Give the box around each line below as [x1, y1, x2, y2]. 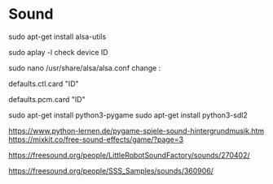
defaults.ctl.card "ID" [8, 79, 79, 88]
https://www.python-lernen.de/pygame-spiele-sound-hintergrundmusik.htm [8, 126, 265, 135]
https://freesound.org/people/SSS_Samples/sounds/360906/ [8, 165, 214, 175]
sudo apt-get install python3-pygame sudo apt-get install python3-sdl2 [8, 110, 249, 120]
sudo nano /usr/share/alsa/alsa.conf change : [8, 62, 161, 73]
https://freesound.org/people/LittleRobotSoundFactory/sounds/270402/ [8, 150, 250, 160]
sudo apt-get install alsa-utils [8, 32, 107, 41]
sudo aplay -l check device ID [8, 47, 108, 57]
